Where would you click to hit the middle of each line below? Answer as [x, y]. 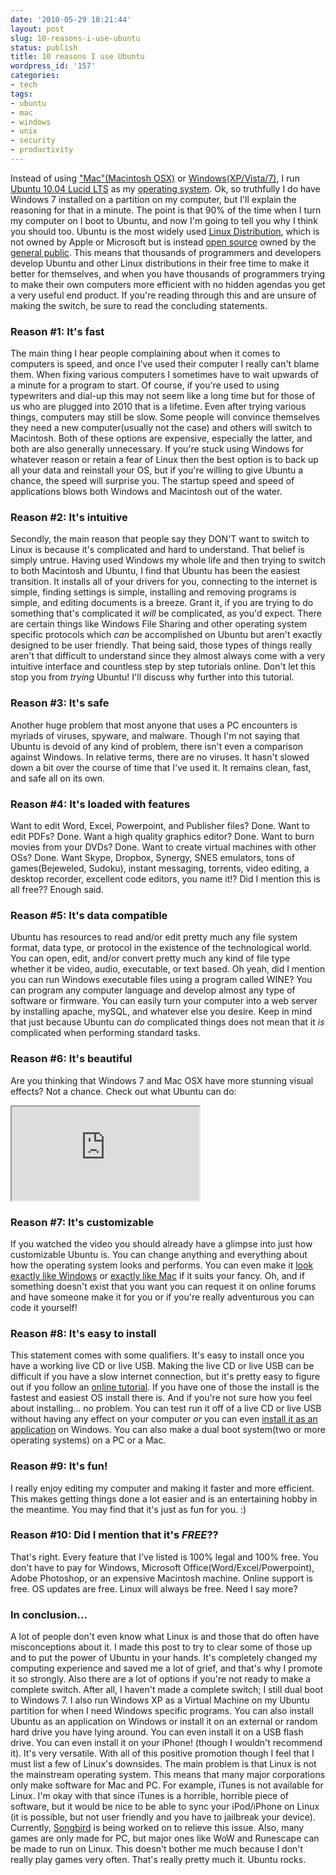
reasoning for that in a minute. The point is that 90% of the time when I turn [166, 210]
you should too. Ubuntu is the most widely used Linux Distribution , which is [165, 231]
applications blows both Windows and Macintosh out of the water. [146, 492]
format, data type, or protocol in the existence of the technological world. [161, 948]
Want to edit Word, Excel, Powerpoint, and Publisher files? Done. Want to [160, 826]
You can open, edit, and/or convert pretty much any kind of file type [150, 958]
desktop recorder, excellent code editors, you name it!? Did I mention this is [165, 879]
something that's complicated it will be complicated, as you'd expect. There [166, 613]
